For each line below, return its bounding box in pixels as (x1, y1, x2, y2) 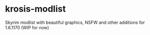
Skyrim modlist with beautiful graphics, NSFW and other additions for (5, 19, 145, 25)
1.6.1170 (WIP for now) (5, 24, 50, 30)
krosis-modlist (5, 3, 66, 15)
